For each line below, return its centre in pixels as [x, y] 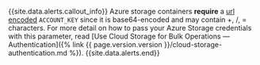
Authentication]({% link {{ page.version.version [85, 45]
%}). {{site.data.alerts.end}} [114, 53]
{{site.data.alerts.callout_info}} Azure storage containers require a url [122, 11]
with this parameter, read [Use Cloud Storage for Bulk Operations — [119, 36]
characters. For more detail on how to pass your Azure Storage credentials [130, 28]
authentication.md [38, 53]
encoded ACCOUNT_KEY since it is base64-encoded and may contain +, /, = [128, 20]
